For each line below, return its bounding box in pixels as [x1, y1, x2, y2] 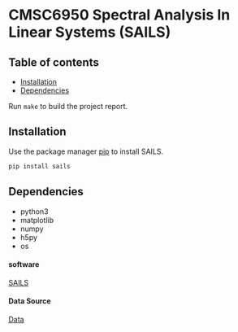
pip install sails [8, 162, 71, 170]
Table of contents [8, 55, 99, 69]
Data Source [8, 296, 51, 306]
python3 [19, 206, 49, 216]
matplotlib [19, 215, 54, 225]
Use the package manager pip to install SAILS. [8, 146, 164, 156]
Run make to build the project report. [8, 102, 128, 111]
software [8, 260, 40, 269]
